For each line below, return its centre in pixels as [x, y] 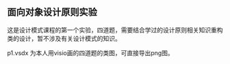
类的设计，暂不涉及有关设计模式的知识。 [64, 38]
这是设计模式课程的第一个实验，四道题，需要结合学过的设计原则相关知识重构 [115, 30]
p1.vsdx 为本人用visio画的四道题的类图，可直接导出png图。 [91, 52]
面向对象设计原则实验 [52, 12]
